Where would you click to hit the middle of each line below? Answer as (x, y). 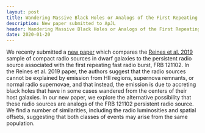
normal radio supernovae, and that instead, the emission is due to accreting (101, 84)
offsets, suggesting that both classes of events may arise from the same (97, 117)
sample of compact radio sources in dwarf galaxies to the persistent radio (99, 59)
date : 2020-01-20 (28, 35)
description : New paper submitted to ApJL (61, 23)
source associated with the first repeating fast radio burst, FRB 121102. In (98, 65)
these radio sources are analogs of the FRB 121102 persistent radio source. (100, 104)
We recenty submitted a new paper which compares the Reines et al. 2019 (100, 52)
